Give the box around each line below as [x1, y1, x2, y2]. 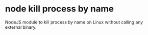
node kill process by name [5, 3, 114, 14]
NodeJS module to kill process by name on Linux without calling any [5, 19, 143, 25]
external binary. [5, 24, 37, 30]
